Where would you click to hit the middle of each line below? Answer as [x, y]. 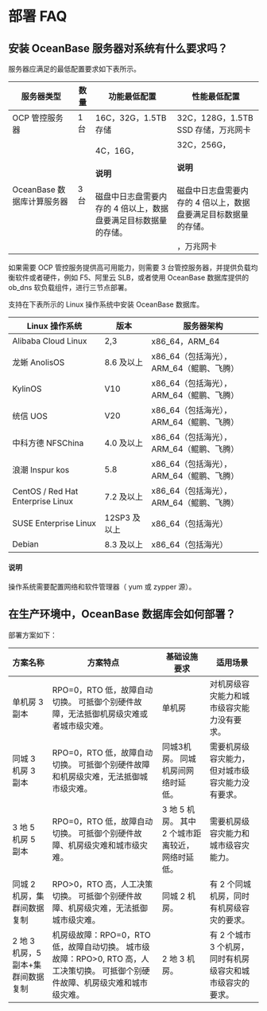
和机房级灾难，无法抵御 [96, 776]
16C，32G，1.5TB [131, 118]
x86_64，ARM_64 [186, 341]
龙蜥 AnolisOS [39, 362]
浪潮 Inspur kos [41, 469]
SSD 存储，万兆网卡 [214, 130]
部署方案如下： [33, 635]
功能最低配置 [132, 96]
